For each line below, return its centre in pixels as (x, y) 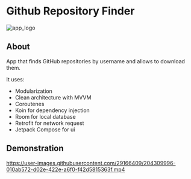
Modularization (33, 91)
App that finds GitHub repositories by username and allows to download (96, 61)
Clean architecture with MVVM (53, 97)
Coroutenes (30, 104)
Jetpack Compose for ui (45, 129)
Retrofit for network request (49, 123)
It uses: (15, 79)
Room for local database (45, 116)
